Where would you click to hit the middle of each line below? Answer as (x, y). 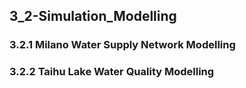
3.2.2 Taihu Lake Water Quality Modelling (112, 72)
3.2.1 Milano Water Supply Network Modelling (122, 45)
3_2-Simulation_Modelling (93, 16)
